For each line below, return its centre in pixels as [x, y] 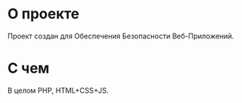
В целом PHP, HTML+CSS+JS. [58, 90]
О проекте [44, 14]
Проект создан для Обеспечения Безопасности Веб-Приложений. [121, 36]
